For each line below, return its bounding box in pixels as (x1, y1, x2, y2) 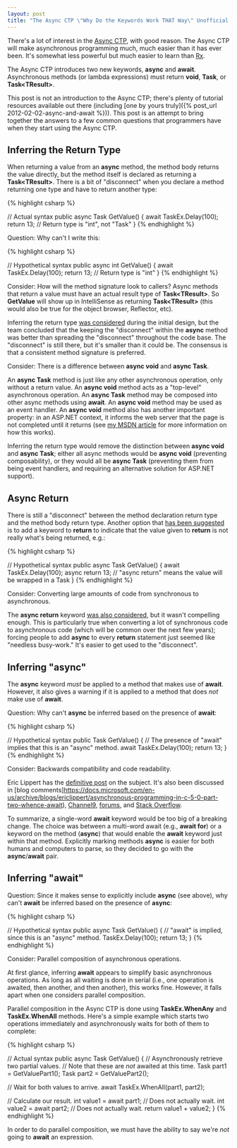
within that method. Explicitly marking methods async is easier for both (7, 837, 215, 845)
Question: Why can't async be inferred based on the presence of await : (7, 708, 217, 717)
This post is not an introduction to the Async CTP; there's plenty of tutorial (7, 93, 224, 102)
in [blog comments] (7, 785, 64, 794)
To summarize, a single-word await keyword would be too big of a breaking (7, 814, 227, 823)
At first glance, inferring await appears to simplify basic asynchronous (7, 968, 212, 977)
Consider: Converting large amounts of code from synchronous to (7, 590, 199, 598)
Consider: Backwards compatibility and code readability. (7, 764, 171, 773)
